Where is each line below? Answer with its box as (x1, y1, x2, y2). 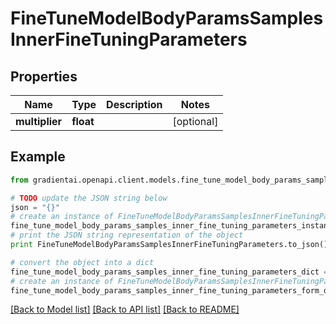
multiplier (15, 115, 63, 128)
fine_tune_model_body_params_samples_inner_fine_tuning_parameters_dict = (10, 267, 329, 277)
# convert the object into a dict (10, 257, 155, 267)
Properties (10, 68, 78, 85)
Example (10, 148, 66, 166)
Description (106, 98, 163, 111)
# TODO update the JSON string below (10, 193, 168, 203)
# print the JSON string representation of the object (10, 230, 244, 241)
